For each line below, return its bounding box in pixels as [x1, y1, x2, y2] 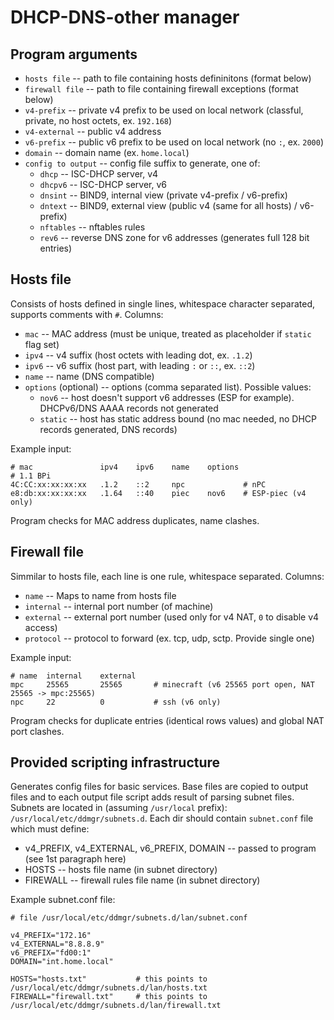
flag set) [24, 338, 60, 350]
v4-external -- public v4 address [24, 126, 162, 137]
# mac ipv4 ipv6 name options [10, 462, 240, 472]
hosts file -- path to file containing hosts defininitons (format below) [24, 72, 312, 84]
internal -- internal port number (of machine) [24, 600, 214, 612]
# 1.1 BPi [10, 471, 52, 481]
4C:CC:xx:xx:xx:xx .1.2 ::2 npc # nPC [10, 479, 267, 490]
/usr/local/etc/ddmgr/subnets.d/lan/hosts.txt [10, 983, 208, 993]
